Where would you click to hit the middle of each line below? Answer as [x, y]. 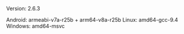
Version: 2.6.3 [23, 8]
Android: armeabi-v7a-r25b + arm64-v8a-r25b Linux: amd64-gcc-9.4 [92, 20]
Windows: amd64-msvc [36, 26]
